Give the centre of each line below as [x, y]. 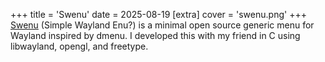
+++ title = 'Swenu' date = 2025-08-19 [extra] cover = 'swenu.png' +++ [158, 14]
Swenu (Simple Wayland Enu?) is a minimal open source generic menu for [162, 25]
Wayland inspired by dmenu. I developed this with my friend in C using [155, 35]
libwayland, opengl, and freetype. [79, 46]
